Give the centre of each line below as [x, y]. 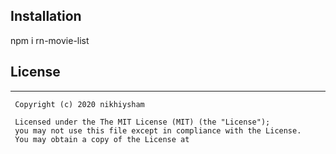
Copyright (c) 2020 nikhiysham [79, 104]
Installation [46, 16]
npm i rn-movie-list [50, 40]
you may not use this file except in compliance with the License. [158, 130]
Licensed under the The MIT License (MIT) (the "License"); [142, 122]
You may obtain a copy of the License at [102, 139]
